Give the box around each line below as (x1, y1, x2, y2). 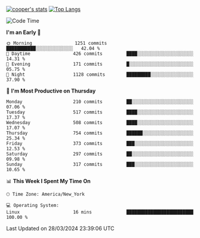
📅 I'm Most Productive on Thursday (6, 87, 96, 94)
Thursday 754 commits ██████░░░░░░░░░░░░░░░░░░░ (6, 130, 194, 136)
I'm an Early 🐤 (6, 29, 41, 36)
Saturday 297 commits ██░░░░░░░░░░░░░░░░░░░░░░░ (6, 151, 194, 157)
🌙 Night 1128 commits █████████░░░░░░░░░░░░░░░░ (6, 72, 194, 78)
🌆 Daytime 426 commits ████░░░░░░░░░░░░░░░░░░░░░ (6, 51, 194, 57)
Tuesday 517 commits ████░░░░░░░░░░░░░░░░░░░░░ (6, 109, 194, 115)
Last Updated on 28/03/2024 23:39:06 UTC (6, 225, 115, 232)
